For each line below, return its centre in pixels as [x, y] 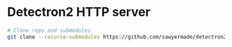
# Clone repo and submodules [49, 30]
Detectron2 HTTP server [79, 12]
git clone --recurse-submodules [54, 37]
